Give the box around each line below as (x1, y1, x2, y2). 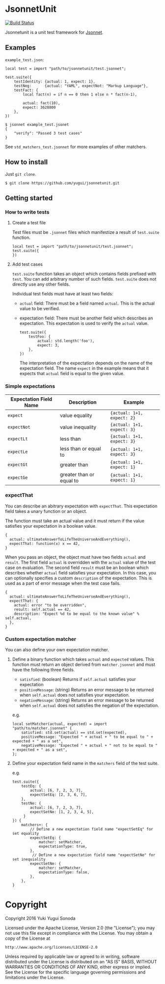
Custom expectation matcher (5, 635, 77, 642)
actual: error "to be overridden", (14, 603, 87, 607)
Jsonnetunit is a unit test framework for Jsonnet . (5, 29, 104, 35)
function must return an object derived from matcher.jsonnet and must (12, 662, 156, 667)
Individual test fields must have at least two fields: (12, 291, 113, 297)
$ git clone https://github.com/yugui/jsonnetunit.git (5, 181, 120, 186)
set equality (12, 831, 39, 836)
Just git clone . (5, 171, 36, 177)
